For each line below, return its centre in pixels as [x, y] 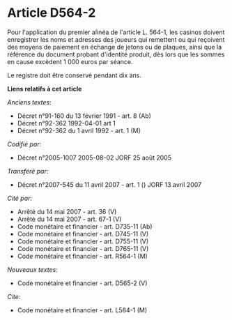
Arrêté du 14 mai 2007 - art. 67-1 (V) [69, 219]
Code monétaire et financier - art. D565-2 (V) [82, 283]
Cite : [14, 296]
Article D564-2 [52, 13]
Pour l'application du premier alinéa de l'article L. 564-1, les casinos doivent [116, 32]
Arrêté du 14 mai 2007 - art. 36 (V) [67, 211]
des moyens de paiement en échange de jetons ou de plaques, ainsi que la [115, 47]
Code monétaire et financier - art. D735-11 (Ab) [85, 226]
